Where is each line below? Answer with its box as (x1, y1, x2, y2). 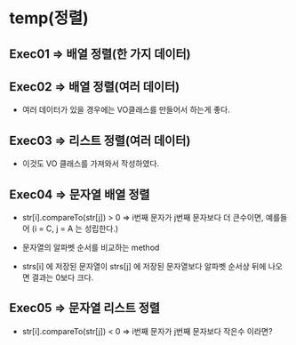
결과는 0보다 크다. (31, 272, 94, 283)
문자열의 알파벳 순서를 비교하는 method (21, 242, 160, 253)
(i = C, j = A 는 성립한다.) (31, 223, 119, 234)
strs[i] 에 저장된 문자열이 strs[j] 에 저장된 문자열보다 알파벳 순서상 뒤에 (21, 261, 267, 272)
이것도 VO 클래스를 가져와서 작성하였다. (21, 158, 160, 169)
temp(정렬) (9, 8, 89, 28)
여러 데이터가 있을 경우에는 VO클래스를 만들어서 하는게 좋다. (21, 104, 231, 116)
